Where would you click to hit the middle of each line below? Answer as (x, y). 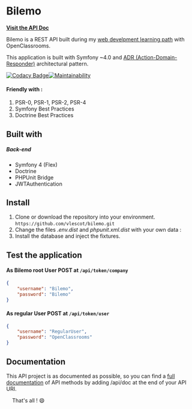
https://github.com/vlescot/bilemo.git (65, 224)
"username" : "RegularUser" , (52, 332)
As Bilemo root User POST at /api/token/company (67, 270)
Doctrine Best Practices (44, 115)
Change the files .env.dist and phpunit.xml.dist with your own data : (98, 230)
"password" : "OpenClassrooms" (55, 338)
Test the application (44, 255)
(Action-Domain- (156, 57)
